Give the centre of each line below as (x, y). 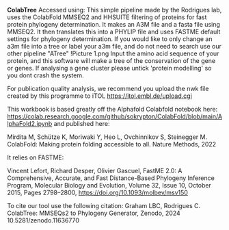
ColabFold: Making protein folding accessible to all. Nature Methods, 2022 (112, 144)
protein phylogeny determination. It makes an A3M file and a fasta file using (113, 24)
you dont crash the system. (45, 75)
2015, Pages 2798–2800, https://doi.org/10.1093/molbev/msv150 (97, 192)
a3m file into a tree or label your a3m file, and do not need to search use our (114, 46)
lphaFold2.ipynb (30, 124)
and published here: (82, 124)
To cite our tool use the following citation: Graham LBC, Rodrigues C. (104, 206)
